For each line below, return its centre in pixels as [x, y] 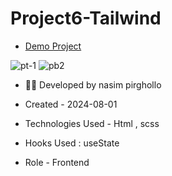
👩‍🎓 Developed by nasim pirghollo [93, 84]
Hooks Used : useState [72, 143]
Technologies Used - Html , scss [92, 123]
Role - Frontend [57, 162]
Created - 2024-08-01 [71, 104]
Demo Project [53, 46]
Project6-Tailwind [86, 18]
